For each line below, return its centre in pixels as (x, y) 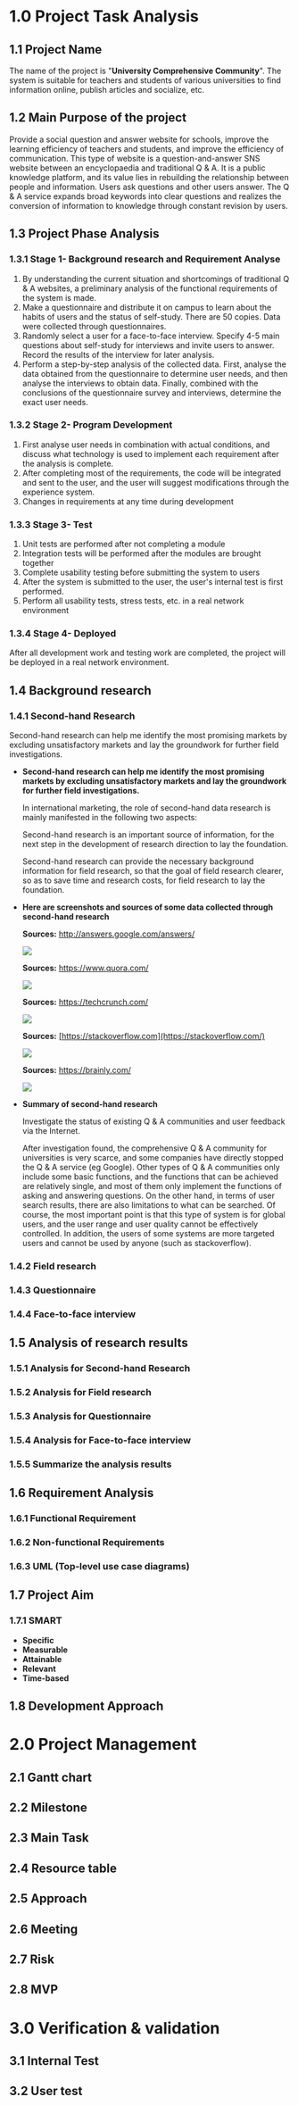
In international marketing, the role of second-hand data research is (146, 808)
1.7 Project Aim (52, 1595)
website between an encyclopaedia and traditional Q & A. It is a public (137, 168)
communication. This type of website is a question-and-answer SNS (135, 158)
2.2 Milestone (48, 1808)
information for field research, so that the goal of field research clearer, (153, 871)
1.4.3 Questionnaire (53, 1290)
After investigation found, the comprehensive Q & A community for (145, 1148)
